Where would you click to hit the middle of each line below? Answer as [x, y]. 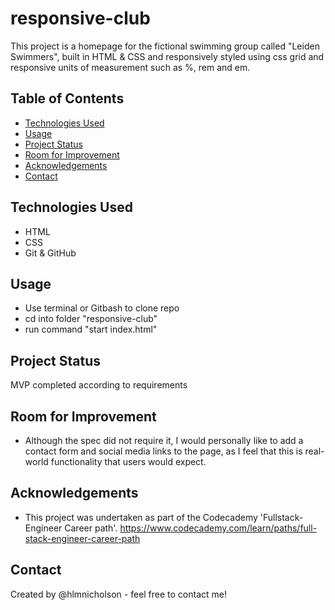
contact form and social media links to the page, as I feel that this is [163, 451]
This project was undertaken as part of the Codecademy [141, 517]
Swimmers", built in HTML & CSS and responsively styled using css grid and [167, 56]
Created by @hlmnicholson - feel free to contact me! [119, 594]
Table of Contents [67, 98]
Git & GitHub [50, 253]
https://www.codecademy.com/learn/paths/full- [218, 528]
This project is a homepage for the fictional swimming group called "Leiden [165, 46]
